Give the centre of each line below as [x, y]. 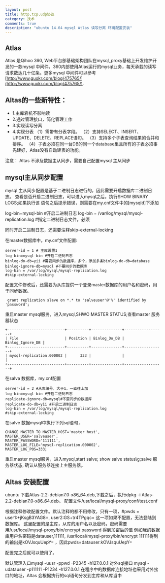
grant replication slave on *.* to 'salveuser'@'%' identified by [77, 300]
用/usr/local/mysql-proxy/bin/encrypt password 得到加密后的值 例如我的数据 [82, 530]
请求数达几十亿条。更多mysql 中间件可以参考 [51, 72]
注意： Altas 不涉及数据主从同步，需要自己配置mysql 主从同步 [68, 160]
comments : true [21, 23]
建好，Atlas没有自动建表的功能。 [50, 150]
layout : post [18, 10]
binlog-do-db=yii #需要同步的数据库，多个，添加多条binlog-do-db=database [78, 261]
